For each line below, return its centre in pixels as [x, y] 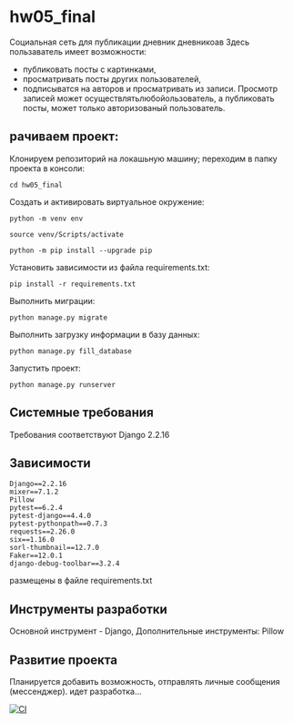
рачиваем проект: [64, 137]
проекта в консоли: [47, 168]
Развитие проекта [64, 660]
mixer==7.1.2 [34, 492]
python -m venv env [46, 219]
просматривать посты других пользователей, [112, 78]
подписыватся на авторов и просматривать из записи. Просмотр [150, 88]
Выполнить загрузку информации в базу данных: [105, 334]
